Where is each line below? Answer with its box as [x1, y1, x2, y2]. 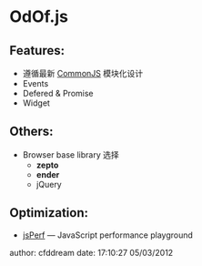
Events [22, 78, 49, 88]
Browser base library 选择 [22, 148, 120, 160]
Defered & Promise [22, 88, 94, 98]
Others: [9, 124, 54, 139]
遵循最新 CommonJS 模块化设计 [22, 68, 144, 78]
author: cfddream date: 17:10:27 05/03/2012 [9, 247, 174, 258]
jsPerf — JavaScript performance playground [22, 230, 194, 240]
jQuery [35, 179, 62, 189]
